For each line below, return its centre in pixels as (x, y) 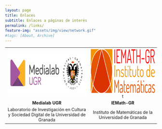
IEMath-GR (123, 103)
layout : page (18, 10)
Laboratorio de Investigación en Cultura (47, 110)
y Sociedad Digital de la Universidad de (47, 115)
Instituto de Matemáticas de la (123, 112)
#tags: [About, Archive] (30, 36)
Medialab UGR (47, 103)
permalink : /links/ (25, 26)
